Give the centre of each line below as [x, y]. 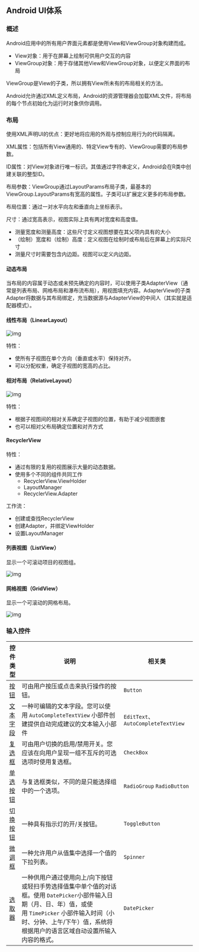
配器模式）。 [20, 305]
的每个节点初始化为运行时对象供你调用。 [55, 103]
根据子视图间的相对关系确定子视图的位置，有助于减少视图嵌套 [90, 419]
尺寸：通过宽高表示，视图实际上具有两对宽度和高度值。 [73, 219]
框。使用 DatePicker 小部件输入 [64, 895]
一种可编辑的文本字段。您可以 [63, 706]
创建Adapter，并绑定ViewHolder [54, 526]
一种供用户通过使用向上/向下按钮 [67, 877]
